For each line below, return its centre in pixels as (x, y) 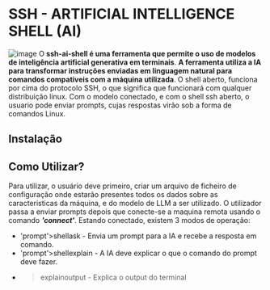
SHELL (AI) (45, 31)
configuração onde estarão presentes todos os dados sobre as (113, 195)
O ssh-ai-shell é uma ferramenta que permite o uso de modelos (148, 53)
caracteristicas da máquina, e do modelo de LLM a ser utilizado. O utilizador (135, 204)
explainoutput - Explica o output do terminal (114, 277)
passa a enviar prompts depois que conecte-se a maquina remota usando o (135, 212)
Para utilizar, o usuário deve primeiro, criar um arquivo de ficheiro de (122, 186)
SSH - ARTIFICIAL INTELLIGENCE (122, 14)
